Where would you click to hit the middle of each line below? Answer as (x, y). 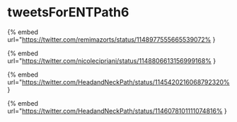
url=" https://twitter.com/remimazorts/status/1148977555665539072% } (111, 39)
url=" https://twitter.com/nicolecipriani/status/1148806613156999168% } (112, 60)
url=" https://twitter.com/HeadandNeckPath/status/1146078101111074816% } (117, 111)
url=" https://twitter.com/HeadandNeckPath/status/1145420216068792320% (118, 82)
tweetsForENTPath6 (68, 12)
